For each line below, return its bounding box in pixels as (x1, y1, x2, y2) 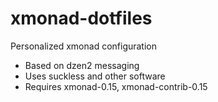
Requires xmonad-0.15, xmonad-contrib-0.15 (24, 80, 208, 92)
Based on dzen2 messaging (24, 59, 140, 71)
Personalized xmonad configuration (10, 40, 158, 52)
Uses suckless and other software (24, 70, 166, 82)
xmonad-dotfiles (10, 7, 153, 30)
